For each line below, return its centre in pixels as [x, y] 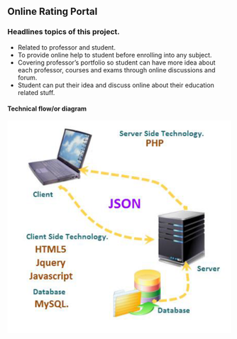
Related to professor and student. [66, 47]
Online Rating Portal [53, 12]
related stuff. [36, 92]
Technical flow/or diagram [47, 109]
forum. [27, 77]
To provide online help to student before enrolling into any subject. [115, 55]
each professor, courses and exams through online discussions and [116, 70]
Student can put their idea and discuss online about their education [116, 85]
